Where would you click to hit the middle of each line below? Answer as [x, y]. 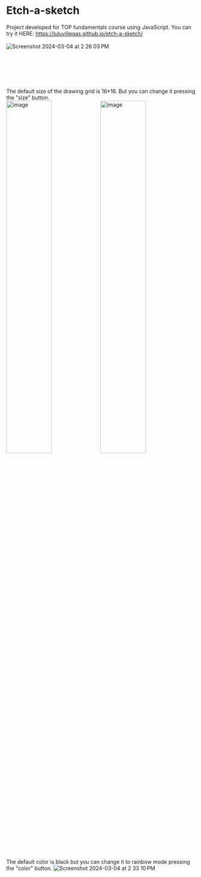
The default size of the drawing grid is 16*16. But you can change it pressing [101, 91]
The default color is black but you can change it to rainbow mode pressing [98, 861]
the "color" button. [29, 868]
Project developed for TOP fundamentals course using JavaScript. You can [99, 27]
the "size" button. [28, 98]
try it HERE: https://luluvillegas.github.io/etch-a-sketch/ [74, 33]
